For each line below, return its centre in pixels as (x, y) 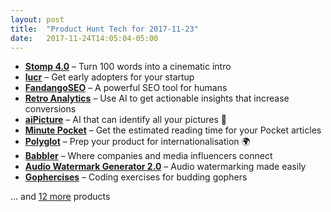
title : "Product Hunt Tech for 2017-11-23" (104, 29)
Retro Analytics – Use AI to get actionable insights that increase (157, 98)
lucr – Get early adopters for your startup (109, 77)
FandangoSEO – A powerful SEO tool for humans (126, 88)
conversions (50, 109)
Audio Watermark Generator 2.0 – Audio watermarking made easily (165, 167)
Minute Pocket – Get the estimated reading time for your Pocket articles (173, 130)
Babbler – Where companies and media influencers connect (148, 156)
